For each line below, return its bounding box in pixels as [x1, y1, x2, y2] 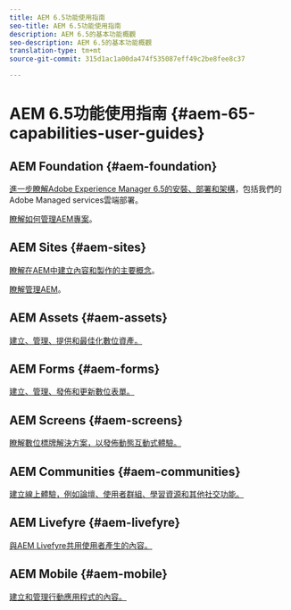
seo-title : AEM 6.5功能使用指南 [9, 21, 122, 30]
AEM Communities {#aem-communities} [9, 464, 241, 479]
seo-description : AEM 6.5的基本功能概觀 [9, 38, 153, 47]
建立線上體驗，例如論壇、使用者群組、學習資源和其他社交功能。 [9, 489, 244, 500]
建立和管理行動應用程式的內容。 [9, 591, 127, 602]
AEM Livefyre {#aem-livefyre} [9, 515, 181, 531]
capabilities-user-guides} [9, 123, 205, 144]
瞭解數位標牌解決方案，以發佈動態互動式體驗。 [9, 438, 181, 448]
